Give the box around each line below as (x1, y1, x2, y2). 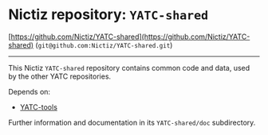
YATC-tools (19, 102, 58, 112)
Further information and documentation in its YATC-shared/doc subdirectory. (8, 118, 256, 127)
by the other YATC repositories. (8, 71, 112, 81)
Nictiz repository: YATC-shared (8, 6, 209, 24)
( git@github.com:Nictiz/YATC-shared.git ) (35, 40, 173, 49)
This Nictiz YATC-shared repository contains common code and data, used (8, 63, 250, 72)
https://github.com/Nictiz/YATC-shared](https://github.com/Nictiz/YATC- (10, 32, 250, 41)
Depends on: (8, 87, 50, 96)
